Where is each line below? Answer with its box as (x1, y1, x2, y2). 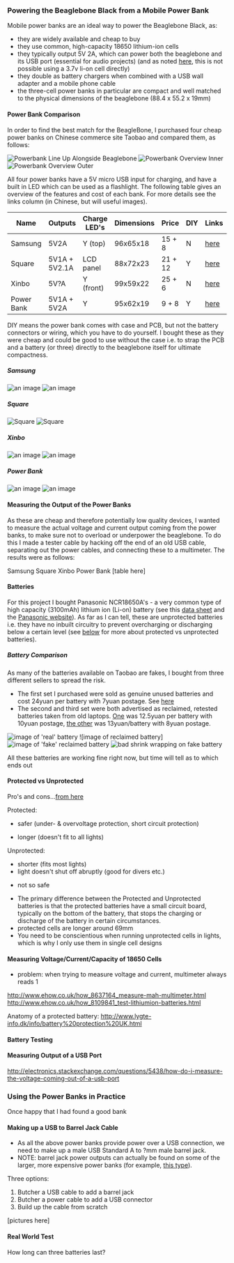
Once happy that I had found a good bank (7, 1108, 127, 1116)
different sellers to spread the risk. (7, 675, 106, 684)
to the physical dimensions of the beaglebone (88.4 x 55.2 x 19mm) (17, 94, 211, 102)
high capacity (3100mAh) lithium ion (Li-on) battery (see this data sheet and (7, 605, 225, 613)
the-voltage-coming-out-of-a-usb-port (7, 1074, 120, 1082)
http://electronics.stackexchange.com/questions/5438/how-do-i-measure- (7, 1066, 223, 1075)
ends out (7, 760, 33, 769)
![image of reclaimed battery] (79, 733, 164, 741)
